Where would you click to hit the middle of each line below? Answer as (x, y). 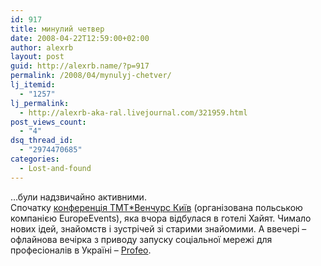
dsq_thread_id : (42, 141)
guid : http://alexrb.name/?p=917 (80, 66)
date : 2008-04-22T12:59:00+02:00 (80, 38)
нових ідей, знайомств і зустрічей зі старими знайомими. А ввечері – (158, 228)
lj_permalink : (40, 103)
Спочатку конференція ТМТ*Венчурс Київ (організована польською (156, 207)
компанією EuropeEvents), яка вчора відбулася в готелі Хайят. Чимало (161, 218)
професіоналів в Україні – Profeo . (81, 250)
